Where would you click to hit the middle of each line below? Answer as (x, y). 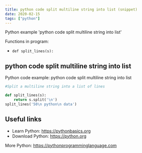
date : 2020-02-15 (23, 14)
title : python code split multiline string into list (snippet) (71, 9)
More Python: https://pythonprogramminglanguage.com (61, 145)
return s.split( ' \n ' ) (35, 99)
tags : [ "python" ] (23, 18)
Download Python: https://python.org (49, 136)
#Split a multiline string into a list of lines (55, 87)
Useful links (24, 119)
